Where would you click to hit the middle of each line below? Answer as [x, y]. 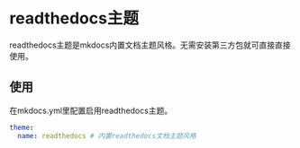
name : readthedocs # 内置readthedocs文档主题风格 [107, 135]
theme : [22, 127]
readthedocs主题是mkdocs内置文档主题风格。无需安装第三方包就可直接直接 [150, 45]
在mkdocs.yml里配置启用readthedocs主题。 [91, 110]
